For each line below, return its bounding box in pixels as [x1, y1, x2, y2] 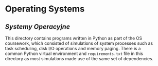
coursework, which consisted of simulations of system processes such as [5, 40, 153, 46]
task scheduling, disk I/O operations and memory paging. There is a [5, 46, 141, 51]
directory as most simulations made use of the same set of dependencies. [5, 56, 154, 61]
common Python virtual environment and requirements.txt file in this [5, 51, 143, 56]
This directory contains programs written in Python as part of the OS [5, 35, 142, 41]
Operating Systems [5, 3, 85, 14]
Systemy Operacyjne [5, 23, 70, 31]
